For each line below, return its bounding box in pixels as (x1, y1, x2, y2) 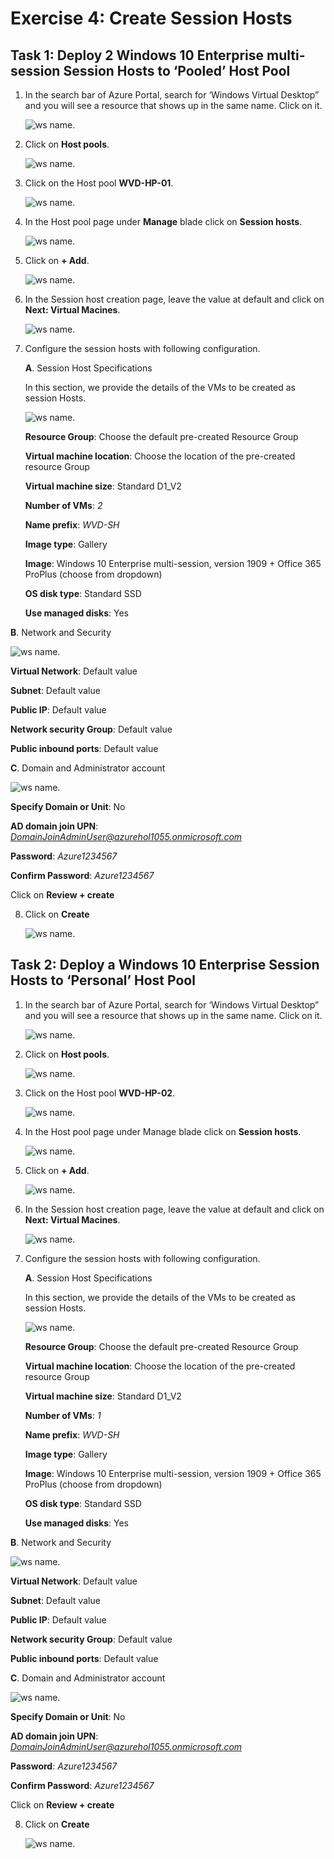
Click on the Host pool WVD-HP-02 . (24, 1087, 176, 1099)
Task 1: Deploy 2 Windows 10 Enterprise (10, 47, 265, 64)
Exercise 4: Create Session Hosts (10, 7, 293, 30)
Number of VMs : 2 (24, 500, 103, 511)
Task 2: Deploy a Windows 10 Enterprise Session (10, 957, 320, 974)
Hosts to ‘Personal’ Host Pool (10, 972, 196, 989)
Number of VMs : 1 (24, 1409, 102, 1421)
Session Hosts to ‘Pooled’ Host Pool (63, 62, 291, 79)
